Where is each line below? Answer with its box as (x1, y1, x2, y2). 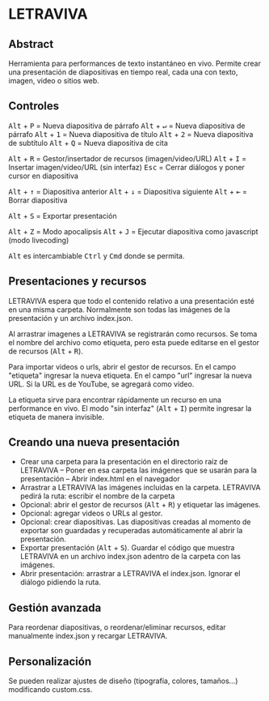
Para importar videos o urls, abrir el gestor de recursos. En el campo (8, 361, 237, 371)
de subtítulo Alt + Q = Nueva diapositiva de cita (8, 138, 168, 147)
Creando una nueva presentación (8, 435, 180, 450)
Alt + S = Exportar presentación (8, 211, 117, 220)
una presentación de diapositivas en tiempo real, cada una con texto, (8, 67, 238, 77)
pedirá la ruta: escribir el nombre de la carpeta (19, 491, 175, 501)
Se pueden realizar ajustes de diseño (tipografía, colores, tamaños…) (8, 676, 238, 686)
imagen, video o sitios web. (8, 76, 99, 85)
